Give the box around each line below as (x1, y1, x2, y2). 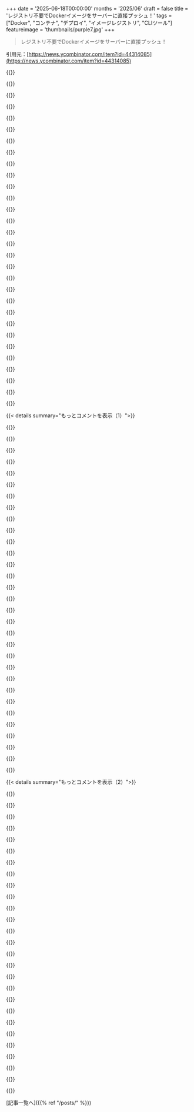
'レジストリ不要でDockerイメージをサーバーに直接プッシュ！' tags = (6, 12, 172, 19)
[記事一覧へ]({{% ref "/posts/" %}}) (6, 1099, 92, 1106)
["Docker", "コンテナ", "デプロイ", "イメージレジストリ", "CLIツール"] (6, 19, 172, 26)
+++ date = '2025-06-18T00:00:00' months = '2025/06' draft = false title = (6, 5, 189, 12)
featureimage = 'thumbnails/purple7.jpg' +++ (6, 26, 115, 33)
